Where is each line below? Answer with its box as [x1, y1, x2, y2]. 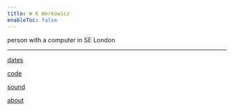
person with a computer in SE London [7, 35, 116, 44]
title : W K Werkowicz [7, 10, 70, 17]
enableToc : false [7, 17, 58, 24]
